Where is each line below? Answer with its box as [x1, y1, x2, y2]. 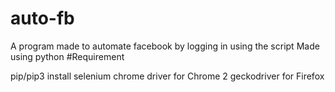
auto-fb [10, 7, 75, 30]
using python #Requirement [10, 50, 125, 62]
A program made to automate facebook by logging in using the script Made [10, 40, 320, 52]
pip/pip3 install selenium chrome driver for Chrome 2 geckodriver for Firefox [10, 70, 325, 82]
